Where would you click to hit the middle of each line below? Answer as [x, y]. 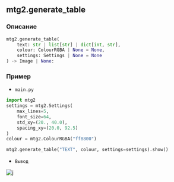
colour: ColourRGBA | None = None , [61, 50]
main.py [24, 90]
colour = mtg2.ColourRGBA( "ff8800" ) [51, 139]
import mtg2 [21, 101]
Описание [22, 27]
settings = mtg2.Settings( [39, 106]
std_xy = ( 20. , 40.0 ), [42, 122]
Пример [19, 76]
